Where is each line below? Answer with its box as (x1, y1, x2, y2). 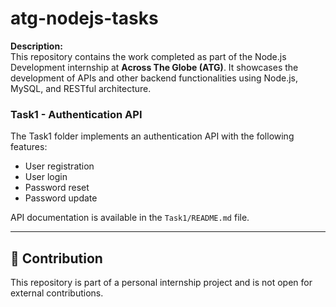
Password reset (24, 182, 90, 194)
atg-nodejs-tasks (10, 7, 159, 30)
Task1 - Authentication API (10, 107, 143, 121)
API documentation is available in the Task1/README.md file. (10, 212, 250, 224)
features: (10, 141, 48, 153)
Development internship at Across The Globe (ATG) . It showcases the (10, 61, 299, 73)
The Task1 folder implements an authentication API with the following (10, 130, 295, 142)
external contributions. (10, 287, 104, 299)
